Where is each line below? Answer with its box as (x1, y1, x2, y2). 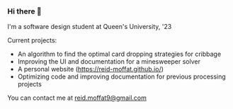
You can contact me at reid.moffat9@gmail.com (7, 93, 147, 102)
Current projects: (7, 36, 57, 45)
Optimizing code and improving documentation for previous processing (17, 72, 227, 81)
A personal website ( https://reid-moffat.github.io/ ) (17, 65, 164, 74)
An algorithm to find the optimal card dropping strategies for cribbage (17, 50, 222, 59)
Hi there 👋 (7, 6, 42, 16)
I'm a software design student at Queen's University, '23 (7, 23, 172, 31)
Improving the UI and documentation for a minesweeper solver (17, 57, 200, 66)
